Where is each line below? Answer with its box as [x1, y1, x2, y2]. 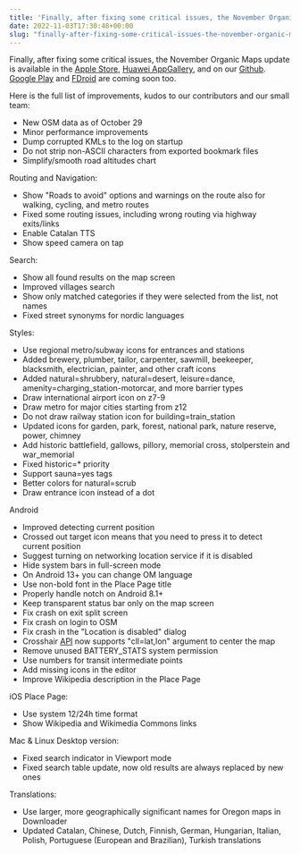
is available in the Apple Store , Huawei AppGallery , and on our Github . [9, 63, 266, 74]
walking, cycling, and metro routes [21, 199, 150, 210]
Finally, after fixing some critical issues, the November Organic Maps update [9, 55, 290, 65]
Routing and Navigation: [9, 173, 98, 183]
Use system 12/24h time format [21, 708, 138, 720]
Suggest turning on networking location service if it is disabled [21, 551, 253, 562]
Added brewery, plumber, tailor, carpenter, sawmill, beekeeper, [21, 354, 254, 365]
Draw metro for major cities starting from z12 [21, 402, 187, 412]
